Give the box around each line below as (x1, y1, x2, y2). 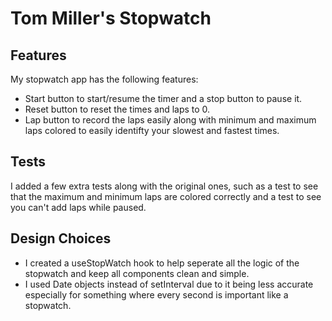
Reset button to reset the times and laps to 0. (24, 103, 211, 115)
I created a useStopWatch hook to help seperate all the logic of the (24, 257, 300, 269)
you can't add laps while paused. (10, 201, 147, 213)
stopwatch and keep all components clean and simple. (24, 267, 250, 279)
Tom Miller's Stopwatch (10, 7, 212, 30)
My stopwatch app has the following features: (10, 73, 199, 85)
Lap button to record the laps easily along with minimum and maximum (24, 114, 317, 126)
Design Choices (10, 230, 112, 247)
